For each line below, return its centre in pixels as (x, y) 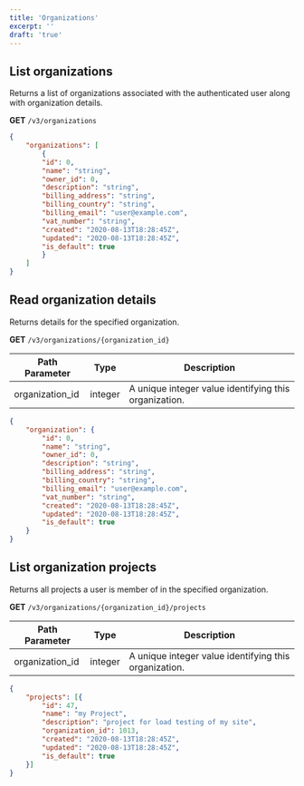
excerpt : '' (32, 26)
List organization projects (83, 568)
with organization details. (56, 103)
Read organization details (83, 300)
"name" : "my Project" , (85, 714)
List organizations (61, 71)
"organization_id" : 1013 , (91, 731)
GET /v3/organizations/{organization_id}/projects (108, 606)
